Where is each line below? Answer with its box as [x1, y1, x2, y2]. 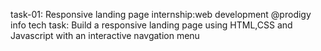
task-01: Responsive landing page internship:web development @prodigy [10, 9, 312, 20]
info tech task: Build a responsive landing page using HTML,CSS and [10, 19, 293, 31]
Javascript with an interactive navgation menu [10, 30, 200, 41]
